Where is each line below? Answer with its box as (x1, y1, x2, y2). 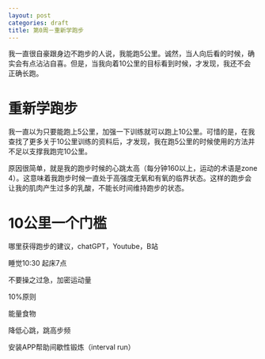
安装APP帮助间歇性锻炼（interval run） (8, 342, 136, 352)
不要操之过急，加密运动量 (8, 275, 92, 285)
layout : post (8, 11, 51, 20)
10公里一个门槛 (8, 214, 107, 232)
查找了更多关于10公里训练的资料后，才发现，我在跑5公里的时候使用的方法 (8, 137, 248, 146)
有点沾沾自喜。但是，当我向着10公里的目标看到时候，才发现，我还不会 (21, 59, 252, 68)
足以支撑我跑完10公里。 (14, 147, 93, 157)
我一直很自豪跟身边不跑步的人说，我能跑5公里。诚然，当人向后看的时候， (8, 49, 248, 59)
